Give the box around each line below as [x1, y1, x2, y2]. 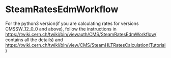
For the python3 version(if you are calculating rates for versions [5, 20, 139, 26]
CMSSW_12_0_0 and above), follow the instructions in [5, 25, 117, 32]
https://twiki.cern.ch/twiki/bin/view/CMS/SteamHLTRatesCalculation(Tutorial [5, 42, 166, 48]
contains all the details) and [5, 37, 63, 43]
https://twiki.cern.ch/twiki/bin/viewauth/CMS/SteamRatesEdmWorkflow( [5, 31, 157, 37]
